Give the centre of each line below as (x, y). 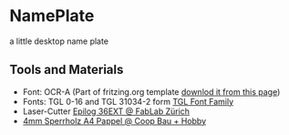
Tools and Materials (67, 70)
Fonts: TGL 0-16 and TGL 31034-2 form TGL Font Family (128, 101)
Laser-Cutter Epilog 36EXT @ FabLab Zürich (106, 111)
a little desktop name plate (59, 41)
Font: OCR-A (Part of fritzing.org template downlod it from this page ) (151, 91)
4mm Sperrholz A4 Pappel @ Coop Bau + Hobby (114, 120)
